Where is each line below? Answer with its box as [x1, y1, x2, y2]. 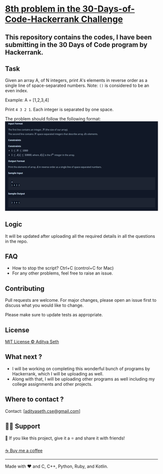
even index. [5, 88, 28, 94]
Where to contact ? [5, 395, 64, 404]
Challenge [81, 14, 123, 25]
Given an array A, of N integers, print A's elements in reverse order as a [5, 78, 148, 83]
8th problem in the [5, 3, 81, 15]
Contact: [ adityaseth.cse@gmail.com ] [5, 408, 81, 414]
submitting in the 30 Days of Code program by [5, 40, 148, 49]
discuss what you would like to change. [5, 302, 84, 309]
